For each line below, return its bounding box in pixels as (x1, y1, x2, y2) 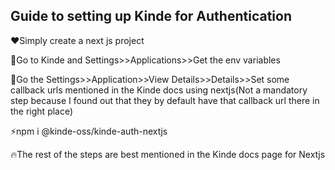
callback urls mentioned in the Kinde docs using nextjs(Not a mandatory (10, 84, 308, 96)
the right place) (10, 105, 74, 117)
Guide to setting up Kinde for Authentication (10, 8, 292, 25)
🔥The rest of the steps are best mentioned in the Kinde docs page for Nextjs (10, 148, 326, 160)
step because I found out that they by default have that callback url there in (10, 94, 320, 106)
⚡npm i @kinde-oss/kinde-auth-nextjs (10, 125, 168, 137)
